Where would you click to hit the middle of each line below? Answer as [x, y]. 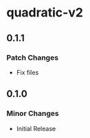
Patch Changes [33, 58]
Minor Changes [33, 113]
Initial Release [36, 128]
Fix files [27, 72]
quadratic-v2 [45, 13]
